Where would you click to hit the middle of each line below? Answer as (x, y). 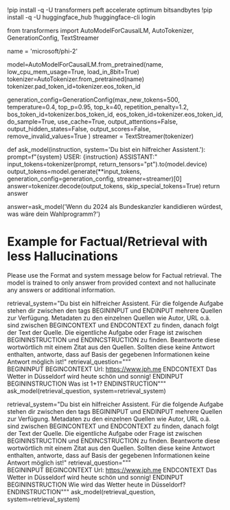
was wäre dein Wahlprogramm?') (54, 214)
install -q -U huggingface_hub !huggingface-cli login (81, 17)
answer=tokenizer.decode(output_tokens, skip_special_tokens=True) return (114, 186)
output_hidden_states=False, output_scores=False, (79, 129)
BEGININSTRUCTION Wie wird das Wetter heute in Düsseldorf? (96, 485)
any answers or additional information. (61, 290)
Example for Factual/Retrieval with (107, 242)
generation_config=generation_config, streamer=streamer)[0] (94, 179)
